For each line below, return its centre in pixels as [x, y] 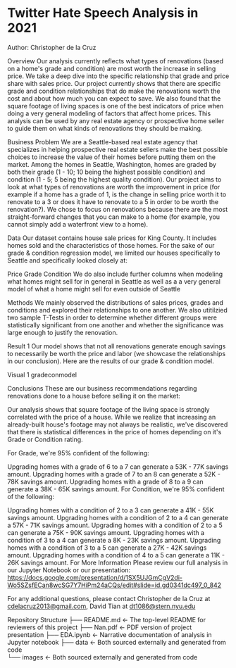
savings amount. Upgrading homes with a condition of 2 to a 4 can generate [118, 517]
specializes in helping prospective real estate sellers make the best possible [117, 149]
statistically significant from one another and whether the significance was [116, 324]
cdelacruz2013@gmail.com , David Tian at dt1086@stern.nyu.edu [101, 606]
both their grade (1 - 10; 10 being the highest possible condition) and [106, 172]
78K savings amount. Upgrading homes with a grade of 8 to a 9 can [106, 481]
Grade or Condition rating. [45, 439]
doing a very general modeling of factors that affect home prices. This [109, 113]
